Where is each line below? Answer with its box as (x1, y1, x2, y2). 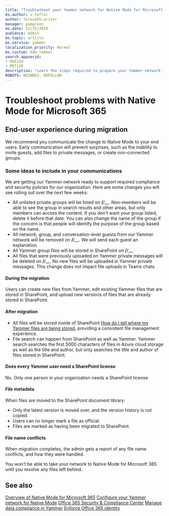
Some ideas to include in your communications (5, 167, 122, 174)
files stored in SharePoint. (12, 352, 66, 358)
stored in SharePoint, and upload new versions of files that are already (5, 292, 151, 298)
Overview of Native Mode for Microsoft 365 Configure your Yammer (5, 494, 146, 500)
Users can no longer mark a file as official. (12, 418, 101, 424)
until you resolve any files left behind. (5, 467, 83, 473)
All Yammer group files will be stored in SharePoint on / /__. (12, 247, 134, 253)
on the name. (12, 226, 40, 232)
